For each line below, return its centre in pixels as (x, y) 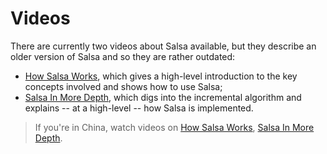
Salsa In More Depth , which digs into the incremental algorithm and (163, 97)
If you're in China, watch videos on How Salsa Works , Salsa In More (174, 127)
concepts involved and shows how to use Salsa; (123, 86)
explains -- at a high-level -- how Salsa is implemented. (139, 108)
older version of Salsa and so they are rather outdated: (123, 56)
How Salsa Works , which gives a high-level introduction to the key (161, 76)
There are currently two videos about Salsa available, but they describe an (163, 46)
